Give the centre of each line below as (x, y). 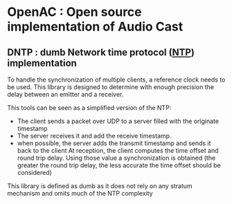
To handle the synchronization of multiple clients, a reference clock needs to (116, 80)
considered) (34, 173)
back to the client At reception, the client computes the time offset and (118, 150)
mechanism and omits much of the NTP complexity (80, 193)
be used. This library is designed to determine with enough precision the (111, 87)
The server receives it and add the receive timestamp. (94, 136)
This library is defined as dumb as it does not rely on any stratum (100, 186)
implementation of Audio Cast (95, 27)
